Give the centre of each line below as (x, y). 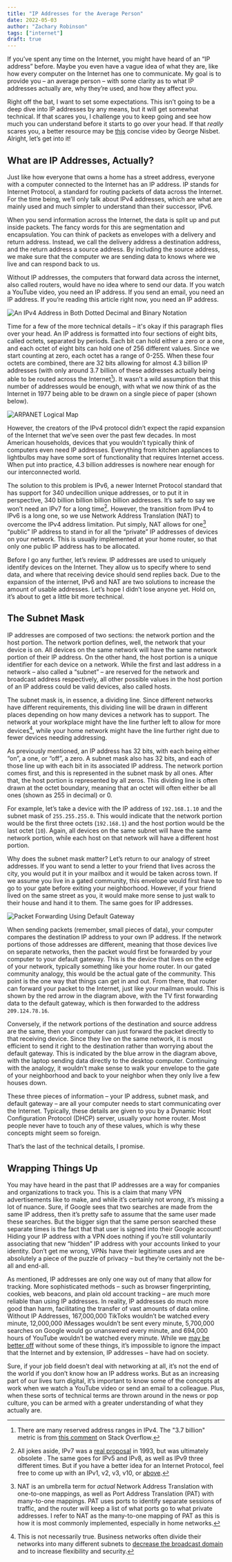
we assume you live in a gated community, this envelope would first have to (115, 881)
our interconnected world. (44, 472)
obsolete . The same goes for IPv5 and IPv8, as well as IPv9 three (110, 1458)
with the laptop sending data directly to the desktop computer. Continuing (112, 1061)
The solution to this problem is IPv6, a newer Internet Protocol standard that (115, 485)
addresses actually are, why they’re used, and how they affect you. (103, 89)
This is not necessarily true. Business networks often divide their (109, 1536)
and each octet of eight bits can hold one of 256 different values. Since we (113, 348)
